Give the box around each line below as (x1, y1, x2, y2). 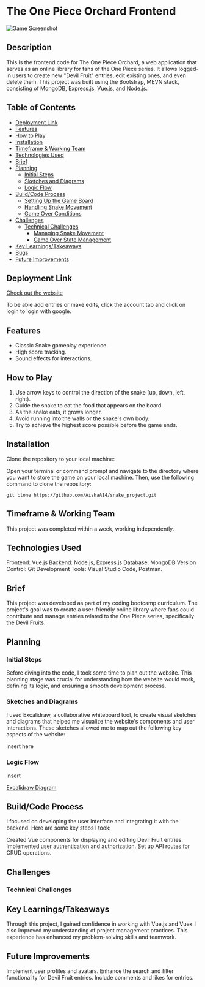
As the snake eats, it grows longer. (15, 409, 103, 415)
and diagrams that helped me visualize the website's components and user (6, 718, 195, 725)
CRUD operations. (6, 849, 52, 857)
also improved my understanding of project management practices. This (6, 927, 188, 934)
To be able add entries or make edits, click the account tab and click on (6, 301, 186, 309)
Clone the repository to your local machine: (6, 455, 115, 463)
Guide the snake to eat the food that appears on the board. (15, 402, 164, 409)
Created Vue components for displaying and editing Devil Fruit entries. (6, 836, 183, 844)
